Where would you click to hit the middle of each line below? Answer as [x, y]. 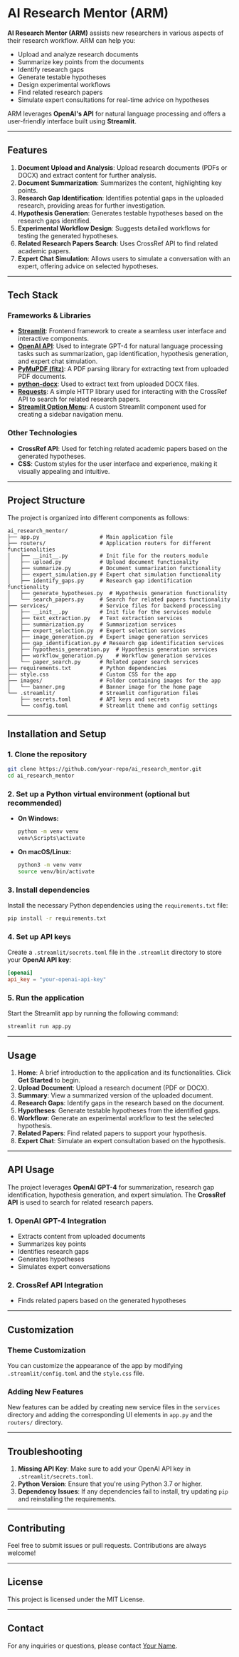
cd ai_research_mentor [41, 776]
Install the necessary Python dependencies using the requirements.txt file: [118, 906]
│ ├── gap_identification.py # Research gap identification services [116, 643]
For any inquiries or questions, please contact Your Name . [92, 1646]
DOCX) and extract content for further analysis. [87, 175]
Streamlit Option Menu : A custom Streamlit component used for [112, 407]
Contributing [36, 1528]
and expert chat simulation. [58, 361]
